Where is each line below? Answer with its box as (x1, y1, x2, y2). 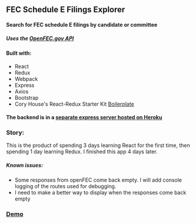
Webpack (14, 75, 38, 82)
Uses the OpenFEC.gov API (6, 35, 74, 42)
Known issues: (6, 162, 44, 169)
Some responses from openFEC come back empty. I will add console (14, 176, 182, 183)
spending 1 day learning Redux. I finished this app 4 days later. (6, 148, 158, 155)
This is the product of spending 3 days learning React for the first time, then (6, 142, 190, 149)
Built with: (6, 50, 32, 57)
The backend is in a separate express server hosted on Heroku (6, 114, 162, 121)
